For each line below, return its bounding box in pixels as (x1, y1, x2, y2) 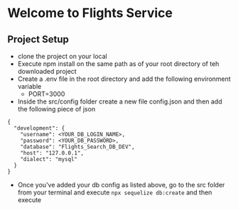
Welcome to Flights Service (7, 5, 173, 21)
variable (17, 82, 42, 90)
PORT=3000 (28, 90, 65, 98)
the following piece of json (17, 105, 96, 113)
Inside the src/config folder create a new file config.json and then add (17, 97, 222, 106)
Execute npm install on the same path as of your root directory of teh (17, 60, 220, 68)
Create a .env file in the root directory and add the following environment (17, 74, 231, 83)
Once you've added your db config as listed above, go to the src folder (17, 181, 225, 189)
